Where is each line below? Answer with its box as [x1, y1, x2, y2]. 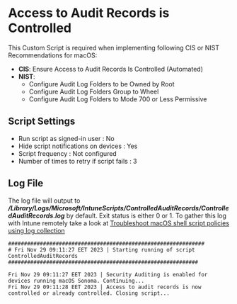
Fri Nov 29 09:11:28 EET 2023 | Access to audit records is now [8, 283, 202, 291]
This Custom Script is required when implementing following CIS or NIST [8, 43, 220, 52]
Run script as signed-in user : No [18, 134, 115, 142]
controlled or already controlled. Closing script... [8, 289, 170, 297]
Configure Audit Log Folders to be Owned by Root [28, 79, 175, 88]
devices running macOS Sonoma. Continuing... [8, 277, 144, 284]
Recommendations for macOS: [8, 51, 98, 60]
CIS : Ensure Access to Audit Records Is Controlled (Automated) [18, 64, 204, 73]
